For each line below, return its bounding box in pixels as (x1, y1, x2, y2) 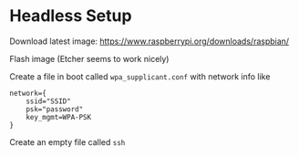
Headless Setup (9, 5, 132, 26)
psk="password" (26, 104, 84, 114)
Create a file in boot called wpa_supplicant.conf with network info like (9, 70, 271, 82)
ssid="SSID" (26, 97, 71, 106)
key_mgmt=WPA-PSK (26, 112, 92, 121)
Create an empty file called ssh (9, 136, 126, 147)
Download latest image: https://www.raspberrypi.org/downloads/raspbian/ (9, 36, 290, 47)
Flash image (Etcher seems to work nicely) (9, 53, 170, 64)
